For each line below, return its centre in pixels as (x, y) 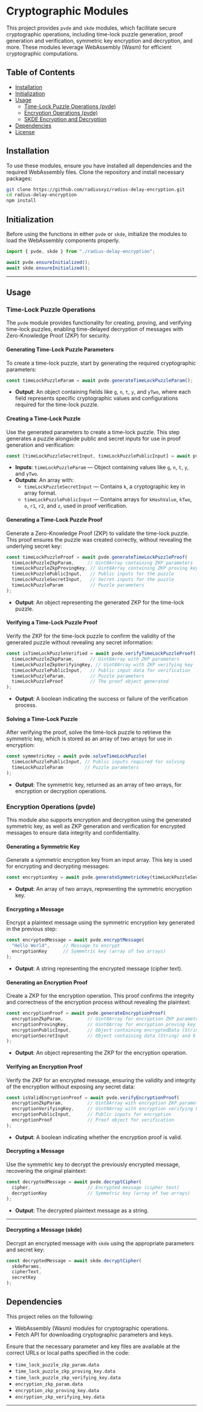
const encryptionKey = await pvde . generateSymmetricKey (78, 878)
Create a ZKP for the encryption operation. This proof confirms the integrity (100, 996)
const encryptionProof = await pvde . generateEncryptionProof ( (86, 1013)
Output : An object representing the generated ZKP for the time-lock (99, 602)
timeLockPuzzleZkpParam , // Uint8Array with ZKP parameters (96, 659)
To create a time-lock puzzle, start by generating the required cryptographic (101, 363)
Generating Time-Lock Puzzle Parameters (60, 349)
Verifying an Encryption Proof (44, 1067)
